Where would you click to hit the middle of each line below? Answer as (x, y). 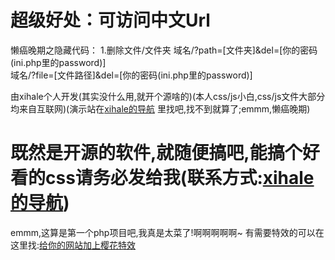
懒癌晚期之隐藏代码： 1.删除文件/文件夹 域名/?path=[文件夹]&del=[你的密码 (164, 50)
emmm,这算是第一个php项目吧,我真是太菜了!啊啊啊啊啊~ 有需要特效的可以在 (167, 232)
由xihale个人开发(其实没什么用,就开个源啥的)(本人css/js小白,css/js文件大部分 (168, 96)
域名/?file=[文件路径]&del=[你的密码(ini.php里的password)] (131, 75)
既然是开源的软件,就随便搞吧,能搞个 (156, 153)
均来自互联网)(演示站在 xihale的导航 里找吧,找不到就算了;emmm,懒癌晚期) (160, 108)
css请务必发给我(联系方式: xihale (180, 178)
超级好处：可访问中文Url (110, 20)
